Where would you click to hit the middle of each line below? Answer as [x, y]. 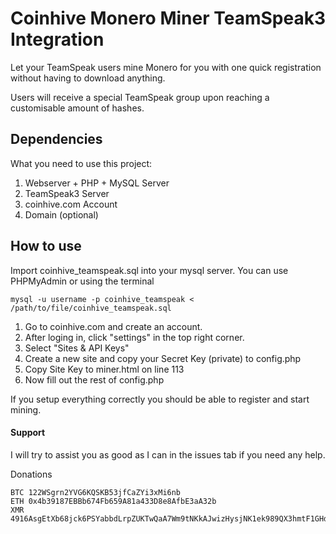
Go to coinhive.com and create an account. [113, 326]
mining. [26, 409]
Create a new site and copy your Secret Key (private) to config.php [163, 358]
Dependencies [56, 139]
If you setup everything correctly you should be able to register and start [160, 399]
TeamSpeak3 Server [67, 193]
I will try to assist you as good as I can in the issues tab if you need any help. [168, 454]
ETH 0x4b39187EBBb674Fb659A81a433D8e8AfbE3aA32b [113, 501]
